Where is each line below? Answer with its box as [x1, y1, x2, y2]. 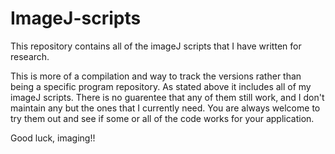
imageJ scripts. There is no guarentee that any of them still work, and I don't [10, 91, 325, 103]
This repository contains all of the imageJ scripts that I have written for [10, 40, 302, 52]
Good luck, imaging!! [10, 132, 96, 144]
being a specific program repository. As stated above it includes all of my [10, 80, 312, 92]
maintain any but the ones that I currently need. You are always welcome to [10, 102, 321, 114]
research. [10, 50, 50, 62]
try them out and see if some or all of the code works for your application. [10, 112, 315, 124]
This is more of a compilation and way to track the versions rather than [10, 70, 302, 82]
